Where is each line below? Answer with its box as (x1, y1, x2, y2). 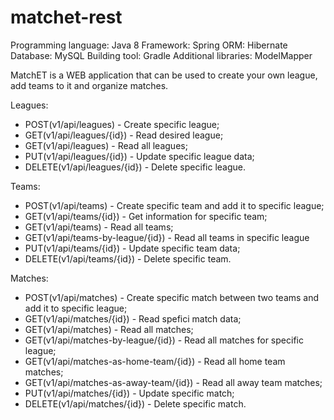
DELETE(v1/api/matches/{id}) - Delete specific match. (24, 397, 247, 410)
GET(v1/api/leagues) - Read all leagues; (24, 139, 188, 151)
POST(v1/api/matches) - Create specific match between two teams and (24, 291, 320, 303)
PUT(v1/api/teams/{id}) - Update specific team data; (24, 242, 241, 254)
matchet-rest (10, 6, 123, 29)
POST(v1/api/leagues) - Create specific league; (24, 118, 220, 130)
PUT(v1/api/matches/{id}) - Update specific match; (24, 387, 235, 399)
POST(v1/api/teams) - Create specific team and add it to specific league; (24, 199, 325, 211)
